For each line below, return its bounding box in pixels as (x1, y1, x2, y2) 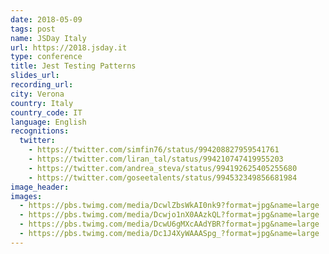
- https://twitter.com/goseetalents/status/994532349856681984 (28, 172, 298, 183)
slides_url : (10, 71, 60, 81)
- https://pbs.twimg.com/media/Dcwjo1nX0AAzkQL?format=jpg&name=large (19, 210, 320, 220)
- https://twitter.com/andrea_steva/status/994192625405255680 (28, 163, 298, 173)
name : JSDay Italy (10, 33, 87, 43)
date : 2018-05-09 (10, 14, 83, 25)
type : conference (10, 52, 83, 62)
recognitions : (10, 126, 70, 136)
